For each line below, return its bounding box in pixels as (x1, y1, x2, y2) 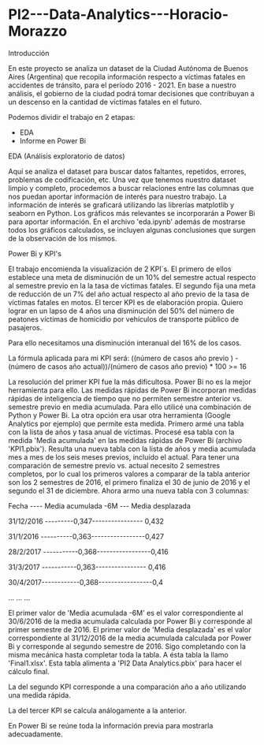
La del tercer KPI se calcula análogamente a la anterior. (8, 706, 187, 715)
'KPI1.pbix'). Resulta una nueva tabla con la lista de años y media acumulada (8, 444, 256, 453)
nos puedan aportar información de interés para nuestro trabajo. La (8, 192, 227, 201)
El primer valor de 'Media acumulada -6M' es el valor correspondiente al (8, 608, 244, 617)
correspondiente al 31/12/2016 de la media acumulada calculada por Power (8, 633, 252, 643)
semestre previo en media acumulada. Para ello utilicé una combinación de (8, 402, 252, 412)
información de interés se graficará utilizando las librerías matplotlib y (8, 199, 235, 210)
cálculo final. (8, 666, 50, 676)
